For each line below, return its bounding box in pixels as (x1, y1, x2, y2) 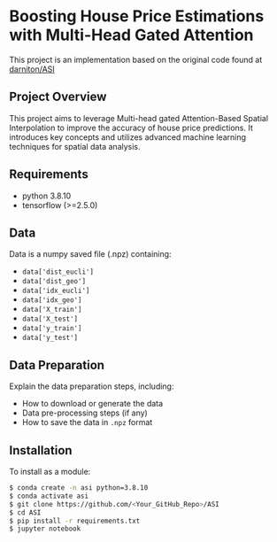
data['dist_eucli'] (21, 267, 95, 276)
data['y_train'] (21, 324, 82, 333)
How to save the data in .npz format (21, 417, 153, 428)
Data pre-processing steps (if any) (21, 407, 148, 418)
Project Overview (9, 89, 107, 105)
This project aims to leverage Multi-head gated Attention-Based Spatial (9, 112, 268, 123)
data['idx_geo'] (21, 296, 82, 305)
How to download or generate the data (21, 399, 164, 409)
